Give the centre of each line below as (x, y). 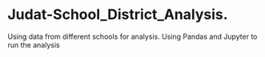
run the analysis (34, 44)
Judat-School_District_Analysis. (118, 15)
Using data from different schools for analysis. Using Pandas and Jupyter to (132, 36)
